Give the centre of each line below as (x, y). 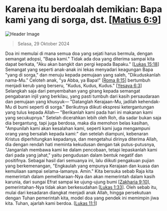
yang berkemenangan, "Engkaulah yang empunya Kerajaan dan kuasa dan (82, 166)
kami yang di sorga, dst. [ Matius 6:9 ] (83, 20)
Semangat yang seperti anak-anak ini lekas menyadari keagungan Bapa (79, 69)
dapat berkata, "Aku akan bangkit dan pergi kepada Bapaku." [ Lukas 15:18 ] (82, 64)
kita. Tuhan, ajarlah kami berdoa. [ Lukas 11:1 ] (51, 203)
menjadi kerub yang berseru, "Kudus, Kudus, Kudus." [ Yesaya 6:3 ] (73, 85)
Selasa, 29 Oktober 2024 (43, 43)
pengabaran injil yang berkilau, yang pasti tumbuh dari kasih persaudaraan (82, 96)
